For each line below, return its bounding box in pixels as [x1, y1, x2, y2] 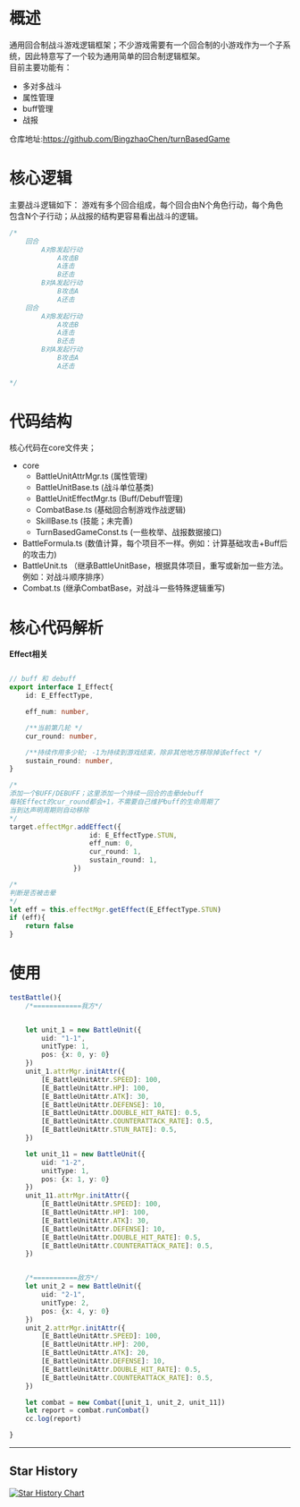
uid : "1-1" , [41, 1034, 87, 1043]
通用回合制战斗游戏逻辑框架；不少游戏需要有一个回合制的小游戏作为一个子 [9, 39, 283, 50]
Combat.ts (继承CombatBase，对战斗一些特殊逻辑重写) [21, 583, 226, 593]
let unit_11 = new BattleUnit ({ [25, 1149, 146, 1159]
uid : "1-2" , [41, 1158, 87, 1167]
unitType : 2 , [41, 1298, 90, 1307]
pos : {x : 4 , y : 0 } [41, 1307, 110, 1315]
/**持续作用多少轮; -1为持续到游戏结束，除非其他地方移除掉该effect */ [25, 748, 262, 757]
